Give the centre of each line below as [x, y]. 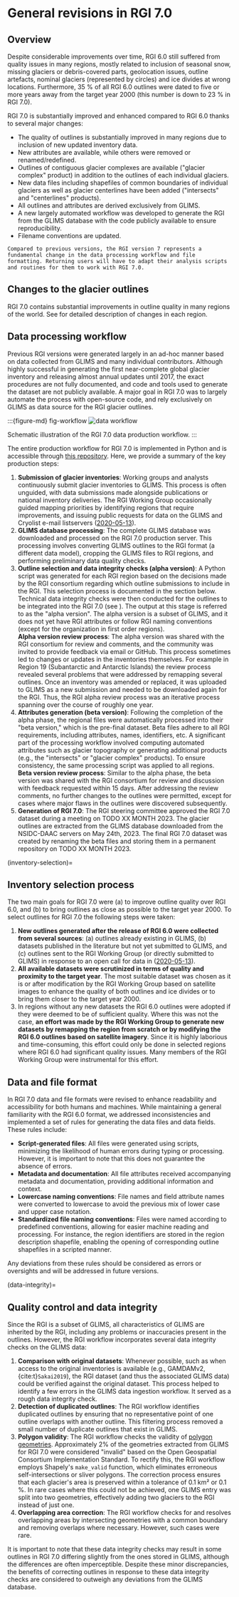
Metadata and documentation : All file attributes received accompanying [124, 1174]
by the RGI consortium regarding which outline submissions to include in [124, 583]
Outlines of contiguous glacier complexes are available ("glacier [111, 168]
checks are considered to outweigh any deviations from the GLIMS [105, 1580]
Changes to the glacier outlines [78, 289]
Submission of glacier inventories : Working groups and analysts [113, 477]
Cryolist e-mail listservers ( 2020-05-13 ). [77, 523]
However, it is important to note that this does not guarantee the [111, 1159]
